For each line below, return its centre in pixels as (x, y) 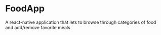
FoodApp (25, 9)
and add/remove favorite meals (38, 27)
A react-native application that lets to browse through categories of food (81, 22)
